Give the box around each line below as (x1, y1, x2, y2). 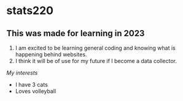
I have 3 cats (15, 81, 48, 88)
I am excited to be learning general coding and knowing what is (15, 44, 176, 51)
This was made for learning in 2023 (6, 28, 145, 39)
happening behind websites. (15, 51, 87, 58)
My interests (6, 69, 38, 77)
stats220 (6, 4, 54, 18)
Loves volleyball (15, 88, 56, 95)
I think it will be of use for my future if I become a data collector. (15, 58, 177, 64)
